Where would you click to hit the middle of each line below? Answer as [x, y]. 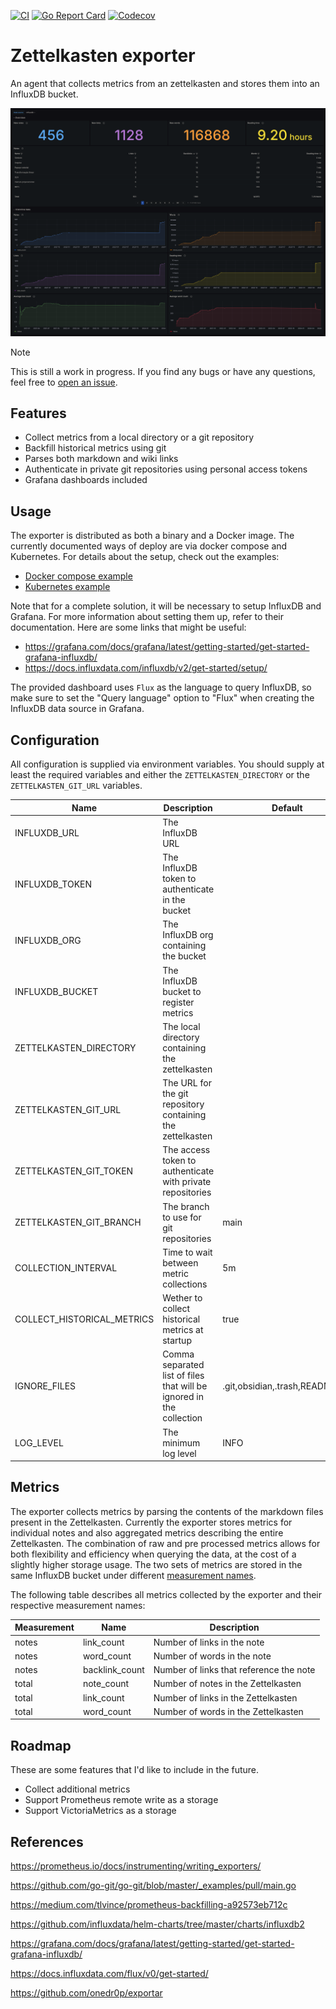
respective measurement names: [78, 1605]
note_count [106, 1684]
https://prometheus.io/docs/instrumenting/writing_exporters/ [136, 1866]
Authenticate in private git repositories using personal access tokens [166, 469]
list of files [183, 1376]
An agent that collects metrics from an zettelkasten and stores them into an [165, 83]
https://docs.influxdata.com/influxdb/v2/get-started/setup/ [146, 668]
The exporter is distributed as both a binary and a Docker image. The [152, 536]
